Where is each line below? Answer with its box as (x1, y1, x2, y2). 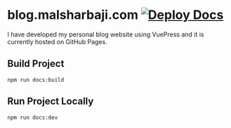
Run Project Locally (7, 95, 94, 108)
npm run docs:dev (7, 114, 58, 121)
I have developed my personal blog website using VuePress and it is (7, 30, 204, 38)
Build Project (7, 58, 65, 70)
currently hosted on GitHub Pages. (7, 37, 107, 45)
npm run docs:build (7, 76, 65, 83)
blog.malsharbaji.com (7, 7, 138, 23)
